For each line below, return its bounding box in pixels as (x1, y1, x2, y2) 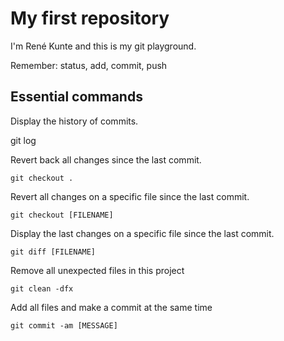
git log (10, 134, 37, 146)
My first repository (10, 7, 170, 30)
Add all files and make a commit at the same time (10, 301, 213, 313)
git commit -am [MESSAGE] (10, 320, 118, 331)
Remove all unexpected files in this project (10, 264, 185, 276)
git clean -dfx (10, 283, 74, 294)
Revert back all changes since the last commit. (10, 153, 202, 166)
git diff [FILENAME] (10, 247, 97, 257)
